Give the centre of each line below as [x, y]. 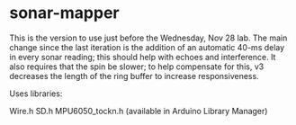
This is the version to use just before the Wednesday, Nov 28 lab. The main [148, 38]
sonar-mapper [64, 13]
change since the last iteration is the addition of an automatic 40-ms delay [147, 47]
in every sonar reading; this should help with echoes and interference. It [143, 57]
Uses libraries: [36, 94]
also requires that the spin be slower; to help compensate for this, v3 [137, 67]
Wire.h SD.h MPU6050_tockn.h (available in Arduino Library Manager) [139, 111]
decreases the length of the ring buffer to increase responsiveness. [134, 76]
